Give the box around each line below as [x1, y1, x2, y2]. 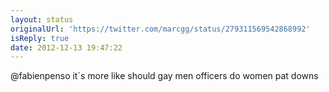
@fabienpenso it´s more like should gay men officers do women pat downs [10, 70, 319, 82]
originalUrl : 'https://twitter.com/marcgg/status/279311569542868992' [10, 24, 311, 34]
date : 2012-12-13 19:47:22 [10, 42, 123, 53]
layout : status [10, 14, 74, 25]
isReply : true [10, 33, 70, 43]
